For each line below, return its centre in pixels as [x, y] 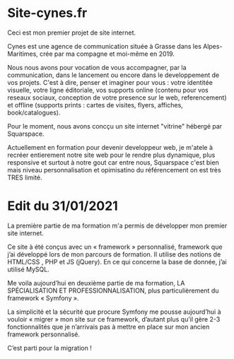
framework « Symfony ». [43, 298]
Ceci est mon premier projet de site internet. [72, 33]
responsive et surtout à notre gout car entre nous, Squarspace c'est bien [113, 162]
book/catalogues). [34, 112]
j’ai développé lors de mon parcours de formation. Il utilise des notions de [114, 254]
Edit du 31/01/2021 [63, 206]
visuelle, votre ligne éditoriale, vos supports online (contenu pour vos [108, 90]
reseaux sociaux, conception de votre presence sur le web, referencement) [117, 98]
